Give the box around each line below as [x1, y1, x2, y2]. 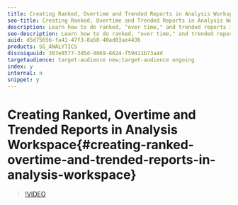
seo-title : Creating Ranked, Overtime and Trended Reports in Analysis [7, 17, 223, 24]
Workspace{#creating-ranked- [7, 136, 195, 153]
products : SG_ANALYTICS [7, 43, 78, 50]
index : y [7, 63, 33, 70]
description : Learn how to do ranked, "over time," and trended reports [7, 23, 227, 30]
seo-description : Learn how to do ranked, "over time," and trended [7, 30, 214, 37]
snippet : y [7, 76, 40, 83]
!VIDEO [24, 190, 46, 199]
